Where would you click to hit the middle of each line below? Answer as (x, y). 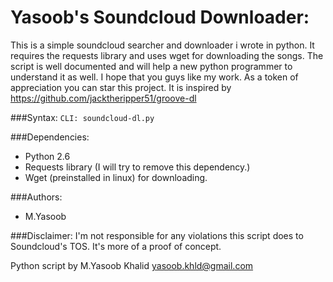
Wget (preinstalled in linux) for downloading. (116, 177)
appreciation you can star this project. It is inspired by (121, 87)
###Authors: (36, 197)
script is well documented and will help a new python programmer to (151, 66)
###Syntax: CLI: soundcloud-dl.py (82, 117)
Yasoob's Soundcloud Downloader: (160, 17)
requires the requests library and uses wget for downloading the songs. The (167, 55)
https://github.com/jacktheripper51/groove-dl (103, 98)
